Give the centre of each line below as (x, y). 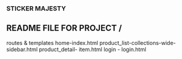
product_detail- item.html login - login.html (93, 49)
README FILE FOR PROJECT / (64, 28)
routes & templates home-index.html (52, 43)
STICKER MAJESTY (36, 9)
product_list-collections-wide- (137, 43)
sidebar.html (22, 49)
